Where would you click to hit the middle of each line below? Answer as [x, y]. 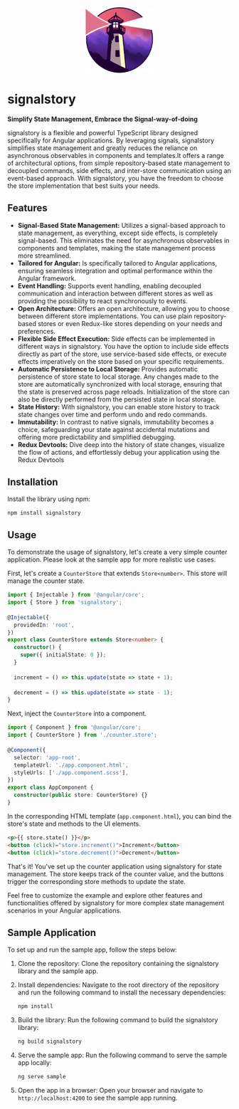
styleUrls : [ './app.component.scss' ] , [71, 772]
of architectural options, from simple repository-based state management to [119, 163]
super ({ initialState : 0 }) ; [63, 655]
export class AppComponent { [51, 788]
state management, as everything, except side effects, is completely [118, 233]
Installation [33, 482]
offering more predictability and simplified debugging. [97, 437]
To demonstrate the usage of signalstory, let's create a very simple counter [117, 552]
